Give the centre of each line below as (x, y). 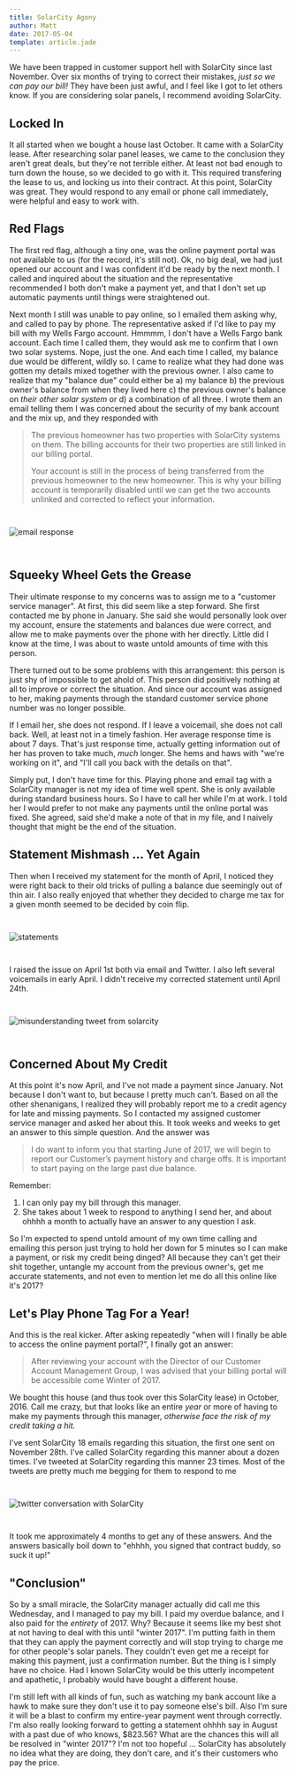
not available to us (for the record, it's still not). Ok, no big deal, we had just (146, 259)
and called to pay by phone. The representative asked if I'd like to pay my (143, 323)
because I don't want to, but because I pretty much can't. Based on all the (144, 1095)
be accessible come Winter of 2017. (95, 1380)
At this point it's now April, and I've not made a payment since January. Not (146, 1085)
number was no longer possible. (68, 707)
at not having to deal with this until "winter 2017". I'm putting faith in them (142, 1632)
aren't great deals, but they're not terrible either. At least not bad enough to (146, 164)
